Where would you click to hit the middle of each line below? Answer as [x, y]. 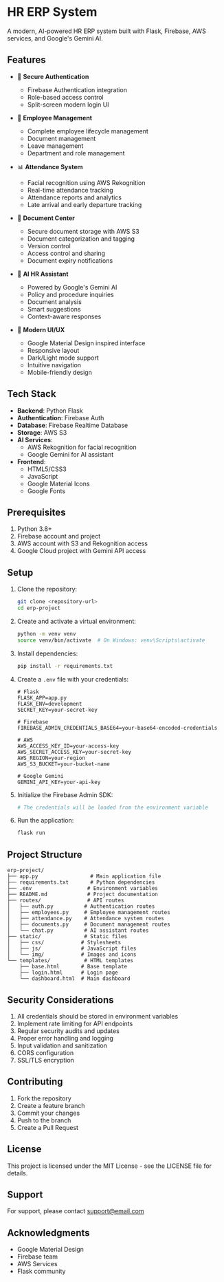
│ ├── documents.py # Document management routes [89, 925]
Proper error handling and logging [65, 1038]
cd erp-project [39, 608]
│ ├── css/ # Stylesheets [64, 943]
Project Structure [45, 855]
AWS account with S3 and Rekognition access [82, 543]
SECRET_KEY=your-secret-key [57, 710]
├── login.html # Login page [69, 973]
